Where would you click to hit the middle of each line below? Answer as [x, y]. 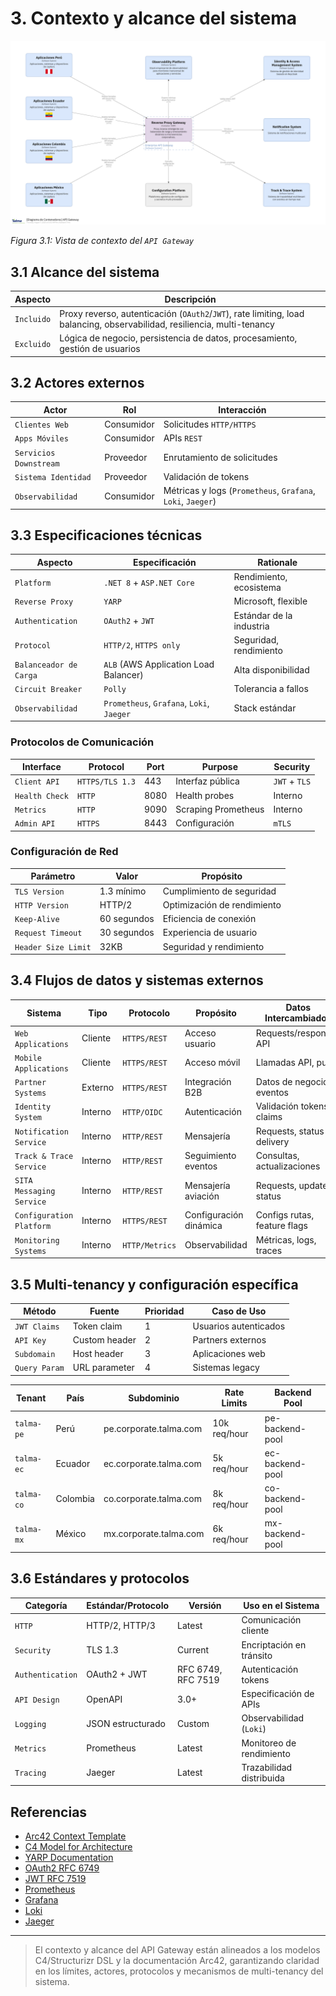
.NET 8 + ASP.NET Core [149, 582]
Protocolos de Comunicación [82, 742]
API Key [30, 1340]
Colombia [75, 1499]
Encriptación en [274, 1644]
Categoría [46, 1606]
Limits [234, 1403]
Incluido [33, 320]
